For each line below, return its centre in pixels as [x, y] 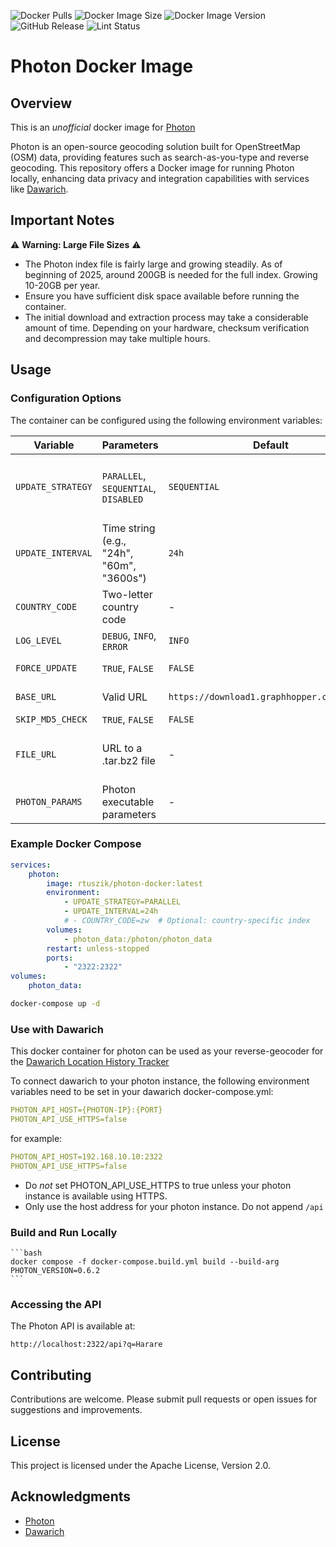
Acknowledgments [71, 1496]
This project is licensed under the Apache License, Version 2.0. [140, 1465]
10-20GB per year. [62, 285]
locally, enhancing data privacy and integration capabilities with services [160, 178]
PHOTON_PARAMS [49, 801]
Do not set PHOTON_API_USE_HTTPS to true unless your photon [158, 1185]
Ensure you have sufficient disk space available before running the [162, 296]
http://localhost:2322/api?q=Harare [86, 1345]
